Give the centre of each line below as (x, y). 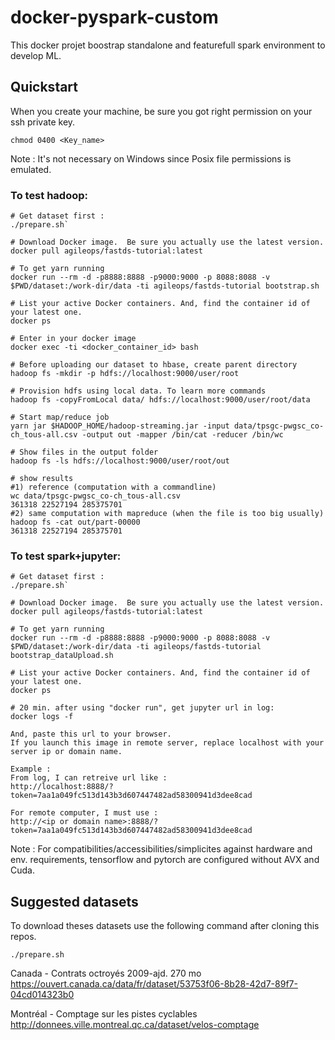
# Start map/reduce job (60, 417)
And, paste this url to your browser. (91, 734)
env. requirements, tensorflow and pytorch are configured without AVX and (165, 860)
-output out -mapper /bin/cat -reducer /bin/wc (182, 435)
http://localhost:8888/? (62, 787)
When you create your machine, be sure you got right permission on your (161, 111)
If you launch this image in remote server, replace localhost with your (167, 743)
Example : (31, 769)
